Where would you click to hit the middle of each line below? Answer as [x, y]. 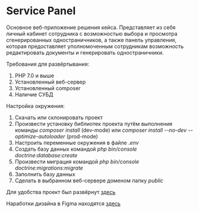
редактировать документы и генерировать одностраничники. [85, 52]
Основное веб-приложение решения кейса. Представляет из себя [91, 27]
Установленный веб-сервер [50, 82]
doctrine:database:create [46, 155]
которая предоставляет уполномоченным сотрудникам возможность [95, 46]
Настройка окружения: [36, 106]
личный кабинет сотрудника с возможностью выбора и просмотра [92, 33]
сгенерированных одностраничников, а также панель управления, [91, 40]
